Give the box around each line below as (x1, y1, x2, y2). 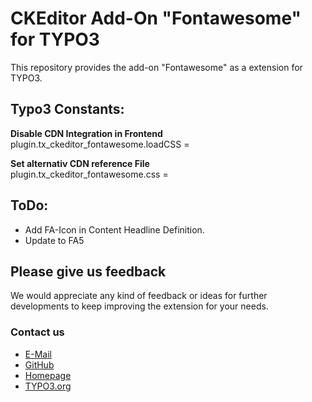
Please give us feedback (10, 263, 167, 280)
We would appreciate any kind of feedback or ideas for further (10, 290, 268, 302)
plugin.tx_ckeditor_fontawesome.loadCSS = (10, 138, 190, 150)
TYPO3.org (24, 380, 72, 392)
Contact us (10, 325, 65, 339)
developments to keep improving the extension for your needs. (10, 300, 269, 312)
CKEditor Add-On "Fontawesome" (10, 7, 302, 30)
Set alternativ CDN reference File (10, 157, 150, 169)
